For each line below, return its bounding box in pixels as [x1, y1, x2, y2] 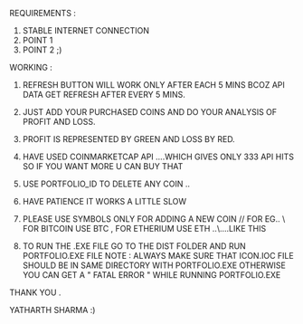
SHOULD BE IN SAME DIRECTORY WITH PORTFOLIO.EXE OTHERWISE [22, 260, 287, 271]
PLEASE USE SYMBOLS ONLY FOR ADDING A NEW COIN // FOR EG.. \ [22, 214, 286, 224]
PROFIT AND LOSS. [22, 117, 96, 127]
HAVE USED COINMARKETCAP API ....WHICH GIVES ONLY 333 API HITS [22, 151, 294, 162]
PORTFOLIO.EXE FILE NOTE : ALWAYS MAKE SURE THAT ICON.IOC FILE [22, 251, 294, 261]
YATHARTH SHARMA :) [9, 305, 96, 315]
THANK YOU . [9, 287, 62, 298]
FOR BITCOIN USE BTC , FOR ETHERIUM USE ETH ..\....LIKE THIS [22, 224, 267, 233]
